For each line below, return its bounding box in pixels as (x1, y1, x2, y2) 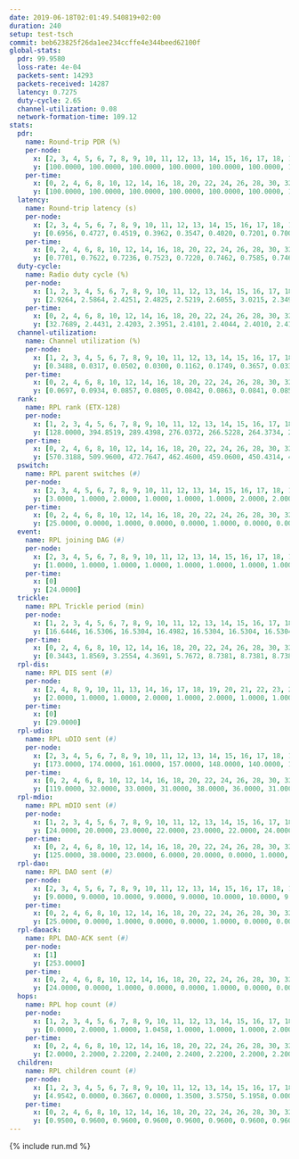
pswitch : (17, 461, 50, 470)
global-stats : (9, 46, 62, 55)
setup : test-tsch (9, 29, 74, 38)
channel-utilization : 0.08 (17, 104, 117, 113)
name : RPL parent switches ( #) (25, 469, 141, 478)
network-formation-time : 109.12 (17, 112, 138, 121)
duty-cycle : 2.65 (17, 95, 82, 105)
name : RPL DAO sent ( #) (25, 867, 114, 876)
